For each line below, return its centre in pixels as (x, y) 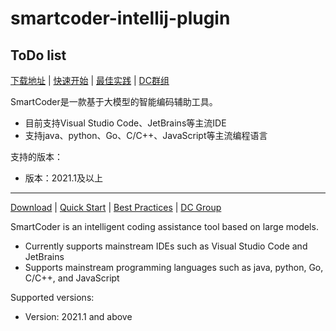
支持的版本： (36, 156)
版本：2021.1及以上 (63, 178)
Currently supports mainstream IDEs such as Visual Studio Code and (166, 246)
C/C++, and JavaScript (72, 278)
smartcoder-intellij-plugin (120, 18)
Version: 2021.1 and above (78, 316)
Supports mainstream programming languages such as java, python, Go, (174, 267)
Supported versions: (52, 297)
